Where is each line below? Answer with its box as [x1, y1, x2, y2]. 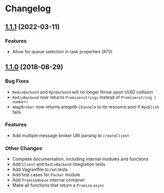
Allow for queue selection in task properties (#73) [12, 48, 113, 54]
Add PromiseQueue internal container [12, 177, 85, 183]
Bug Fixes [5, 77, 29, 84]
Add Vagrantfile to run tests [12, 166, 68, 173]
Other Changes [5, 145, 43, 152]
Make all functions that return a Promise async [12, 182, 105, 188]
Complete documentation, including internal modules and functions [12, 156, 149, 162]
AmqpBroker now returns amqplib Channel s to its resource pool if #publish [12, 104, 160, 110]
